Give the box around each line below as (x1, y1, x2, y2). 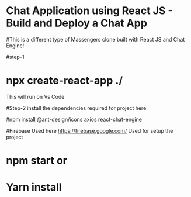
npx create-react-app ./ (6, 74, 123, 87)
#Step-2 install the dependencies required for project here (6, 104, 147, 112)
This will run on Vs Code (6, 93, 65, 100)
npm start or (6, 154, 68, 167)
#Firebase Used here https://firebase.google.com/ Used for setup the (6, 127, 173, 134)
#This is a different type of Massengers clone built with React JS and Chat (6, 36, 185, 43)
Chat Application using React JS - (6, 4, 173, 18)
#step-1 (6, 53, 25, 60)
